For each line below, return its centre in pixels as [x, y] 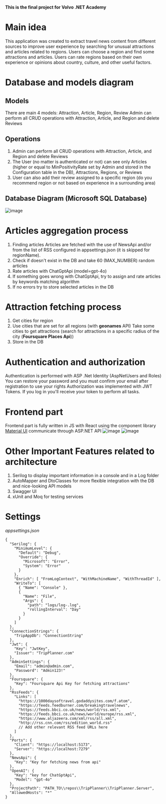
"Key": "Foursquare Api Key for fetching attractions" [72, 684]
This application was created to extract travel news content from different [81, 41]
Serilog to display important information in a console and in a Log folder [85, 476]
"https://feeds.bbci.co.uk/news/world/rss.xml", [70, 710]
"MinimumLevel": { [33, 549]
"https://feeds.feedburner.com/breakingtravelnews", [74, 706]
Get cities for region [33, 321]
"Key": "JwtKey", [32, 649]
